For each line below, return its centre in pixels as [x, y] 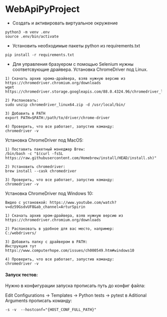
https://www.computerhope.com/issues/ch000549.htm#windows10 [70, 250]
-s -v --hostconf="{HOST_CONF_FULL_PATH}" [51, 310]
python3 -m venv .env [28, 32]
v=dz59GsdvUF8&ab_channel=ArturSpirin [45, 207]
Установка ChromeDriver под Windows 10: [49, 193]
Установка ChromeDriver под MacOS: [44, 140]
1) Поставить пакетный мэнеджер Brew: [45, 149]
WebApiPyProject [42, 9]
